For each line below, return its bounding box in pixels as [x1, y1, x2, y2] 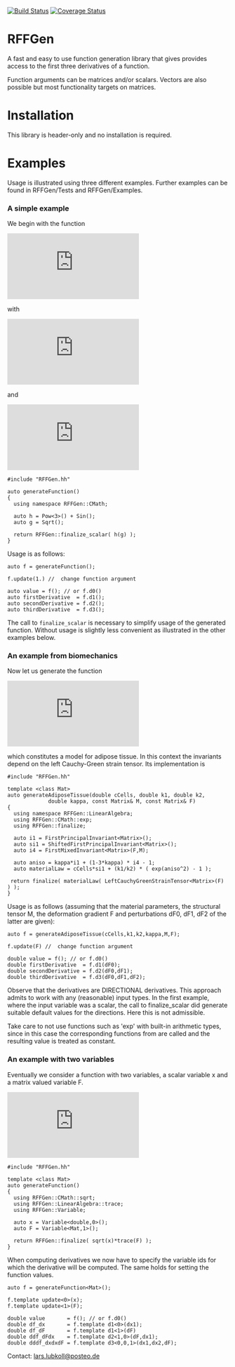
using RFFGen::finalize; [13, 822, 86, 829]
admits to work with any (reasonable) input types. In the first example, [7, 994, 210, 1002]
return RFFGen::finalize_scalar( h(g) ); [13, 531, 137, 538]
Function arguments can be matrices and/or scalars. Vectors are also [7, 75, 207, 84]
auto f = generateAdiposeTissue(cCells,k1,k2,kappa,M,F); [7, 931, 180, 938]
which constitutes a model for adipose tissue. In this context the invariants [7, 752, 222, 761]
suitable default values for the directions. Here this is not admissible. [7, 1008, 206, 1017]
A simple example [7, 204, 69, 213]
